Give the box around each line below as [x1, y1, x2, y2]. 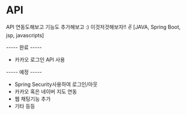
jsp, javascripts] [6, 31, 44, 38]
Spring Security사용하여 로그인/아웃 [14, 81, 98, 88]
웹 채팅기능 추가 [14, 95, 51, 102]
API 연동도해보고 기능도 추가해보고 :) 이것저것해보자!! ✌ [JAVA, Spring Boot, [6, 23, 181, 30]
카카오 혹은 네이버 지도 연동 [14, 88, 78, 95]
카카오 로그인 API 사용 [14, 56, 65, 63]
